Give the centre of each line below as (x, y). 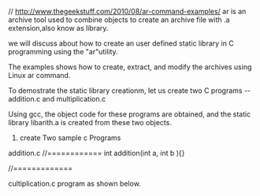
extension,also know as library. (58, 28)
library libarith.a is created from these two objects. (90, 122)
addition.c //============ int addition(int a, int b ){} (97, 153)
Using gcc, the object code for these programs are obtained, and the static (130, 114)
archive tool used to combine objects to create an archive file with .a (119, 20)
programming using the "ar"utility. (63, 52)
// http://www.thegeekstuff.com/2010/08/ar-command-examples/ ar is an (127, 11)
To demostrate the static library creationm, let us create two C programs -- (130, 91)
